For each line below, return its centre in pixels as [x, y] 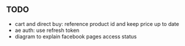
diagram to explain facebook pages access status [76, 36]
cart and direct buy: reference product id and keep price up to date [97, 24]
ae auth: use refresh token [47, 30]
